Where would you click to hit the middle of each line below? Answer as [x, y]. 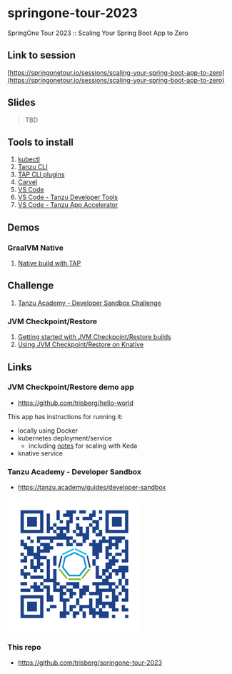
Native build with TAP [49, 263]
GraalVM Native [36, 248]
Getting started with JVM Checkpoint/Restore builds [94, 337]
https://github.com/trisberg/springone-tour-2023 [90, 663]
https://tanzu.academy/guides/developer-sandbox [92, 488]
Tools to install [40, 142]
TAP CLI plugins [41, 175]
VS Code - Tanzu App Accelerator [68, 205]
